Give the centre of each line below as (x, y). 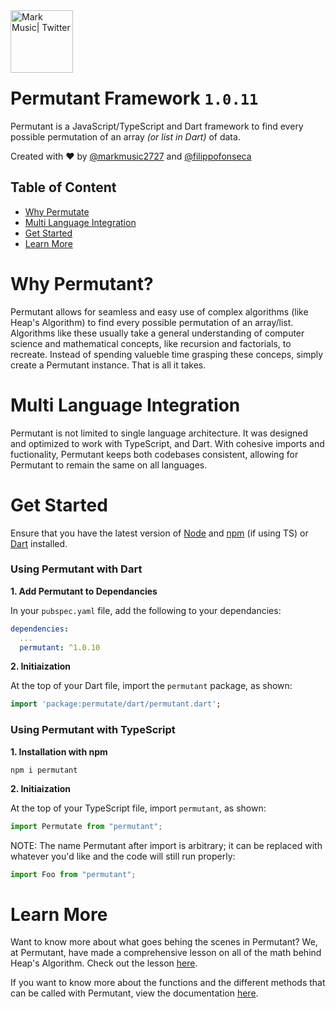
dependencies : (40, 629)
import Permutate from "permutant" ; (86, 826)
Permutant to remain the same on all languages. (109, 465)
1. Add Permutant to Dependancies (84, 591)
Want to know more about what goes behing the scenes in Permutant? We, (164, 942)
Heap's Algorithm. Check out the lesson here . (104, 963)
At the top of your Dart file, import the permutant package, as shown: (151, 686)
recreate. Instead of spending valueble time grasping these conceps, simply (167, 354)
